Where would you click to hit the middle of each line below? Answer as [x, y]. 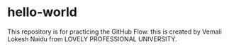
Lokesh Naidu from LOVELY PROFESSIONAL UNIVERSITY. [92, 38]
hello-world [43, 12]
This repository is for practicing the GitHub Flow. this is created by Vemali [114, 31]
